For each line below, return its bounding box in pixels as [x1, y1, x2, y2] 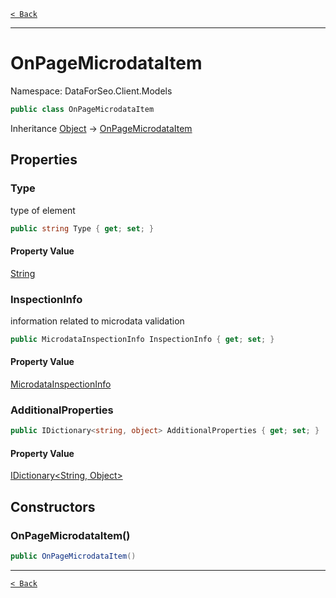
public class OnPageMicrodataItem [10, 104, 155, 114]
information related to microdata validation [10, 315, 185, 327]
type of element [10, 204, 76, 216]
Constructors [10, 498, 96, 515]
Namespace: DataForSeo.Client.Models [10, 85, 173, 97]
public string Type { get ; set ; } [10, 223, 155, 234]
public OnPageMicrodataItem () [10, 551, 137, 562]
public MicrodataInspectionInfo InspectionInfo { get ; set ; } [10, 334, 275, 344]
